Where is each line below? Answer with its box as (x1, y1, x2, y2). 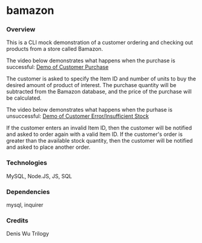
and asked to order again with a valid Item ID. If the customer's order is (6, 131, 183, 138)
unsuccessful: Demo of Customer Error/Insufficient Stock (6, 112, 149, 120)
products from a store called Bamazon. (6, 45, 103, 53)
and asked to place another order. (6, 143, 91, 151)
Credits (6, 216, 28, 224)
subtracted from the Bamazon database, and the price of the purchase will (6, 88, 192, 96)
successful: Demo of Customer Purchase (6, 63, 109, 71)
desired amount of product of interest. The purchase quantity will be (6, 82, 177, 89)
